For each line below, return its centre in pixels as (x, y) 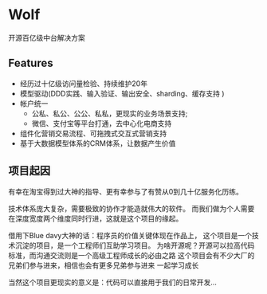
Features (31, 63)
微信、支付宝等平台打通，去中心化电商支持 (102, 123)
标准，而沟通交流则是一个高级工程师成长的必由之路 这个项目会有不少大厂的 (132, 255)
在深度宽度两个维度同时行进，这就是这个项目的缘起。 (96, 218)
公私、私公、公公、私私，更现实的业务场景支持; (110, 113)
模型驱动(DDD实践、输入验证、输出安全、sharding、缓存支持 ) (122, 93)
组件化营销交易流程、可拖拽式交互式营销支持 (93, 133)
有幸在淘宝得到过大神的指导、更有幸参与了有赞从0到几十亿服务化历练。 (126, 191)
